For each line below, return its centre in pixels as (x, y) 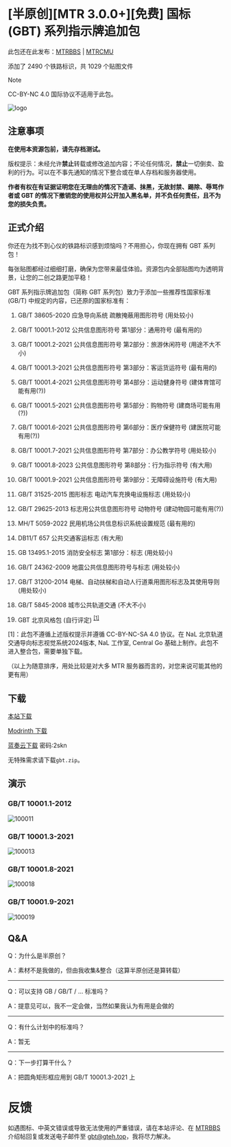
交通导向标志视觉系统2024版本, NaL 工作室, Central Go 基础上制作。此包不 (113, 643)
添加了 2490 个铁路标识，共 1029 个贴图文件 (71, 66)
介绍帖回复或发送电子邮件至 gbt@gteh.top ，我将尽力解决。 (91, 1137)
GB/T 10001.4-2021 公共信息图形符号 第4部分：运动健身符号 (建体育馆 (116, 382)
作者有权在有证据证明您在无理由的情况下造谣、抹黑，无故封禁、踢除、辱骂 (113, 187)
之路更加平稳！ (71, 277)
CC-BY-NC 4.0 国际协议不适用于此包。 (62, 94)
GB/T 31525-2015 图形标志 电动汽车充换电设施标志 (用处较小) (104, 494)
